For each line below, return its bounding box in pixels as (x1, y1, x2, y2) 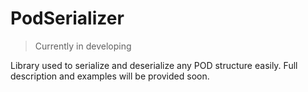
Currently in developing (34, 40, 132, 52)
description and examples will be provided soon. (10, 70, 210, 82)
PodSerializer (10, 7, 125, 30)
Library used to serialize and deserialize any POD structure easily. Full (10, 59, 298, 71)
